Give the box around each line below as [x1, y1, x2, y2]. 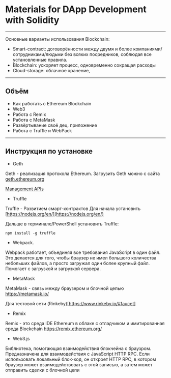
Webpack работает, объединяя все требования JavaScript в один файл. [5, 249, 161, 255]
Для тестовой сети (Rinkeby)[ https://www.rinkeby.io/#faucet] [5, 300, 136, 306]
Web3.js [12, 335, 30, 341]
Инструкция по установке [5, 147, 93, 156]
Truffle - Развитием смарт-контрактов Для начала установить [5, 205, 141, 212]
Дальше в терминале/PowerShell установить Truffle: [5, 220, 119, 227]
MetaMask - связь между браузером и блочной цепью [5, 285, 124, 291]
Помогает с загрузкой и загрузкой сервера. [5, 266, 101, 272]
